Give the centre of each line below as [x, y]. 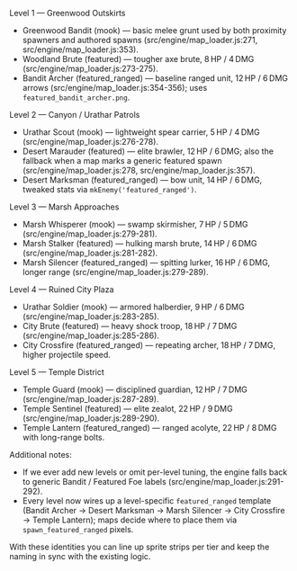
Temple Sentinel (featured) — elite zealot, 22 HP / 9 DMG [127, 409]
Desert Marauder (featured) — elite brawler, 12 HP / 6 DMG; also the [148, 151]
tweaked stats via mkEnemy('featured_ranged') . [109, 189]
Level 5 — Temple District [57, 372]
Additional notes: [40, 455]
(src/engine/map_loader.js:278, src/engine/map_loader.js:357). [139, 170]
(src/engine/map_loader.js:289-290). [91, 418]
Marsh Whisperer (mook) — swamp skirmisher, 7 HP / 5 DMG [135, 224]
